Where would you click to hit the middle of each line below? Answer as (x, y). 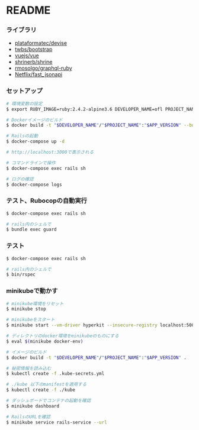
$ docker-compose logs (34, 185)
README (28, 10)
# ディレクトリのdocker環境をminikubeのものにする (63, 336)
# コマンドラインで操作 (31, 163)
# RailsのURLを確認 (28, 417)
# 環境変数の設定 (24, 104)
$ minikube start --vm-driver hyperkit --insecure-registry (82, 325)
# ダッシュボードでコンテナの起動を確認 (49, 401)
